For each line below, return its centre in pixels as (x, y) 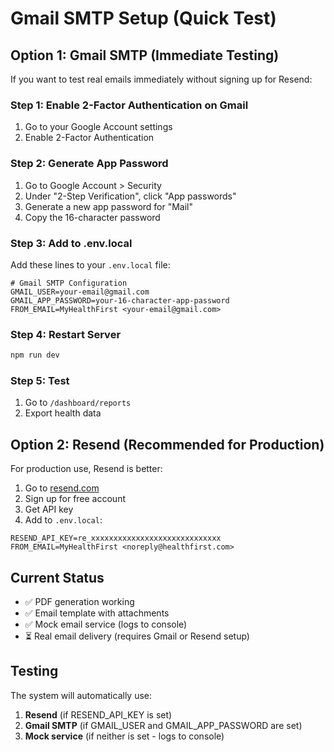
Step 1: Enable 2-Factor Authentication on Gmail (129, 105)
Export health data (63, 413)
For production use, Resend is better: (86, 469)
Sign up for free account (75, 499)
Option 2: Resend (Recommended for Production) (167, 444)
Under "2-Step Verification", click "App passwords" (130, 196)
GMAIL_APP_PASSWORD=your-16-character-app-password (120, 300)
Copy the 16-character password (92, 217)
